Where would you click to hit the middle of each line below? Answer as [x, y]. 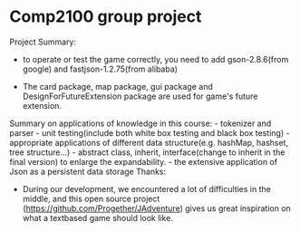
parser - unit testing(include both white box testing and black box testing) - [150, 132]
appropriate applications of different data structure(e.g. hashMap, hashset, [149, 142]
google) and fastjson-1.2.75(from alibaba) [100, 69]
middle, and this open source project [91, 198]
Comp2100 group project [106, 17]
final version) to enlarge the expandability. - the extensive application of [144, 161]
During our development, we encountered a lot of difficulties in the [147, 188]
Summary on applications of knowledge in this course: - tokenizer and [140, 123]
